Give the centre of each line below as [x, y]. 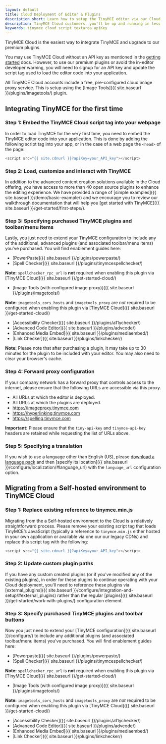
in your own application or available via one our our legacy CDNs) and [76, 536]
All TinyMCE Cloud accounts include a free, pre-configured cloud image [79, 83]
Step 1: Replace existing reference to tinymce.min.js [69, 510]
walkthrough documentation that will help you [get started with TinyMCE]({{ [83, 203]
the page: [15, 149]
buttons [15, 620]
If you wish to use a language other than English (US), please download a [80, 457]
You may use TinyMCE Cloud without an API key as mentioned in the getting [83, 57]
